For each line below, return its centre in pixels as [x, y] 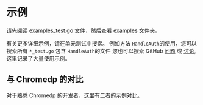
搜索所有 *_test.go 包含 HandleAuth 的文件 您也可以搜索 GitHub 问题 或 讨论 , [101, 51]
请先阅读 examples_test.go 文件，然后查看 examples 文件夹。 [83, 30]
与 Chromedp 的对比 [45, 80]
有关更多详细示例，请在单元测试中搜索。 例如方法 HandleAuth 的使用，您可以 [101, 43]
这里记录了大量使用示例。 [38, 58]
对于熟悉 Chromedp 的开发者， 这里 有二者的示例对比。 [75, 95]
